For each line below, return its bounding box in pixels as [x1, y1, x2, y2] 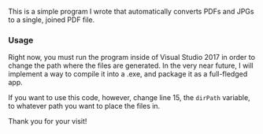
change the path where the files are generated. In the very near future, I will [8, 61, 254, 70]
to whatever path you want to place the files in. [8, 102, 161, 111]
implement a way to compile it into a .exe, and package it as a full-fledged [8, 69, 248, 79]
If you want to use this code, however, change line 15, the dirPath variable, [8, 93, 250, 102]
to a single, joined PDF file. [8, 15, 95, 24]
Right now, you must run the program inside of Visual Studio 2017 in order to [8, 53, 256, 62]
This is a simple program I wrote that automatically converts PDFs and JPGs [8, 7, 254, 16]
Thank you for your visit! [8, 117, 87, 126]
